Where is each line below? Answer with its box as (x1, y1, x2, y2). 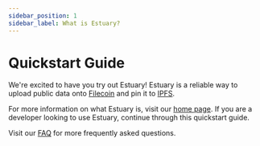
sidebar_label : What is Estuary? (8, 19, 121, 27)
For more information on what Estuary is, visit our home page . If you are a (8, 104, 253, 114)
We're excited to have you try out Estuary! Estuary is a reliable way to (8, 80, 238, 90)
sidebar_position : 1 (8, 11, 78, 20)
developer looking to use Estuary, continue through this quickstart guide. (8, 113, 250, 123)
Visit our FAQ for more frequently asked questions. (8, 128, 176, 138)
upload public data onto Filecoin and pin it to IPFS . (8, 89, 175, 99)
